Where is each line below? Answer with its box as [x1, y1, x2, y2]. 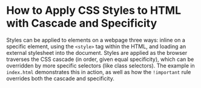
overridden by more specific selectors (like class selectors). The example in [6, 61, 195, 69]
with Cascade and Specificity [6, 16, 157, 30]
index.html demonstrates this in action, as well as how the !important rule [6, 68, 191, 75]
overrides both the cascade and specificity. [6, 75, 115, 82]
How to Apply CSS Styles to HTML [6, 4, 182, 17]
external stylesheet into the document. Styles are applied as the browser [6, 49, 188, 56]
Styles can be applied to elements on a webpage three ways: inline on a [6, 36, 186, 43]
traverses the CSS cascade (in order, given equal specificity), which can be [6, 55, 194, 63]
